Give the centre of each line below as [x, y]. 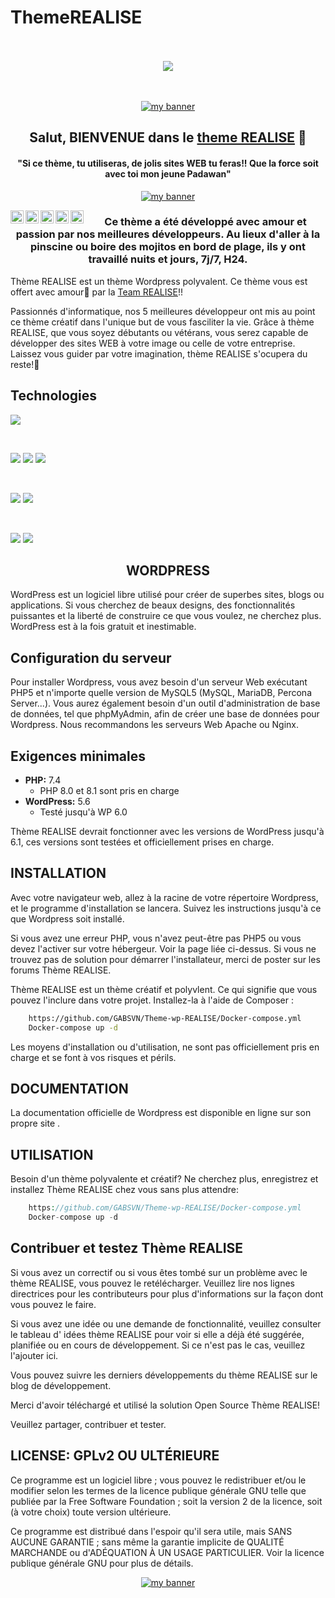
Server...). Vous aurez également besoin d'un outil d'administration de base [165, 703]
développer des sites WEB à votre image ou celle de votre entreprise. [153, 343]
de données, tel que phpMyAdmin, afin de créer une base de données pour [165, 714]
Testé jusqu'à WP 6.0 [83, 812]
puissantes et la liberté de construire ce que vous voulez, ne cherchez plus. [166, 616]
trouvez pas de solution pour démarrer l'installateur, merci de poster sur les [165, 959]
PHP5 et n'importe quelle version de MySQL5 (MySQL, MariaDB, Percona [161, 693]
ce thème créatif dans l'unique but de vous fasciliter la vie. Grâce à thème [162, 322]
